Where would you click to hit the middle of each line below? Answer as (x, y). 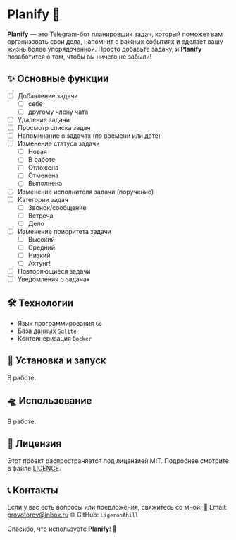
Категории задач (43, 199)
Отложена (43, 168)
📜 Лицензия (35, 444)
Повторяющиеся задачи (54, 271)
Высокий (41, 239)
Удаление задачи (44, 119)
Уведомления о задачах (54, 279)
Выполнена (45, 184)
